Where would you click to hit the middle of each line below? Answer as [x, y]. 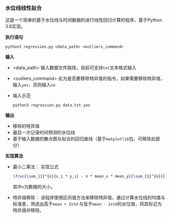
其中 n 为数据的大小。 [34, 187]
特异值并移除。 [28, 210]
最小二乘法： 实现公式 [36, 167]
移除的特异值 [26, 126]
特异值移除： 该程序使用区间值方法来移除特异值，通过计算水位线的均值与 [89, 198]
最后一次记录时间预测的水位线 [44, 133]
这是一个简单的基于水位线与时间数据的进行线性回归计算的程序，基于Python [84, 20]
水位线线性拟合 [24, 8]
